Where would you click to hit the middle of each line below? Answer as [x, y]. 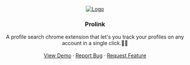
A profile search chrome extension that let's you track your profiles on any [95, 37]
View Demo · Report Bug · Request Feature [95, 56]
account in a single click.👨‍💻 [95, 43]
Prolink [95, 24]
